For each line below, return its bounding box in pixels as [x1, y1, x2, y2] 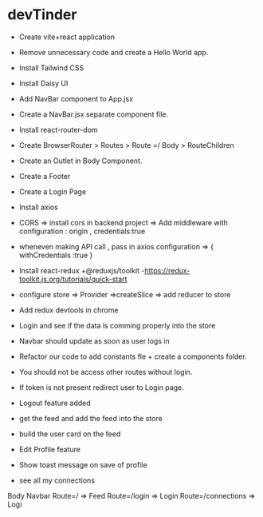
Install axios [18, 202, 59, 212]
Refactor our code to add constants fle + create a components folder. [18, 352, 248, 361]
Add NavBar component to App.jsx [18, 93, 133, 103]
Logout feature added [18, 398, 91, 408]
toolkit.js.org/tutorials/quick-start [18, 274, 128, 284]
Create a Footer [18, 171, 71, 181]
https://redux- [143, 265, 190, 275]
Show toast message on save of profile [18, 459, 148, 469]
